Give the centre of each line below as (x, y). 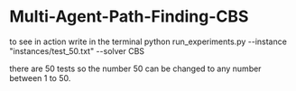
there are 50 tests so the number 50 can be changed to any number (135, 68)
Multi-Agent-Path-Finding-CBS (129, 17)
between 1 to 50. (40, 77)
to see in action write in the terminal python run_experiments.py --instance (148, 41)
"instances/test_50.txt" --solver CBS (77, 50)
